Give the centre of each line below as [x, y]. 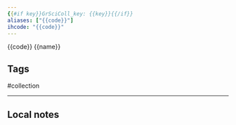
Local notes [33, 114]
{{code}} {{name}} [34, 47]
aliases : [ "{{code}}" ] [40, 20]
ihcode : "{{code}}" [36, 27]
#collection [24, 86]
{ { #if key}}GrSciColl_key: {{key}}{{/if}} [70, 14]
